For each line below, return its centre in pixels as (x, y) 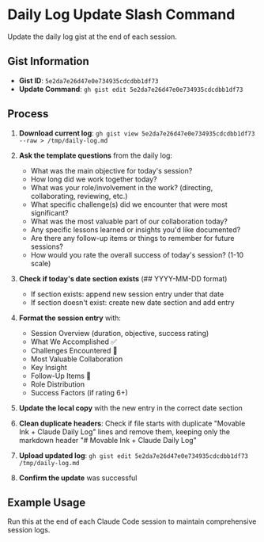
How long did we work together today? (94, 179)
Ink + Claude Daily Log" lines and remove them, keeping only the (124, 431)
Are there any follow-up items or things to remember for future (132, 238)
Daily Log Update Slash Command (121, 15)
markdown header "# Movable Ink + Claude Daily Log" (107, 440)
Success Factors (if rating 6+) (79, 392)
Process (28, 114)
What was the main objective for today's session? (111, 170)
